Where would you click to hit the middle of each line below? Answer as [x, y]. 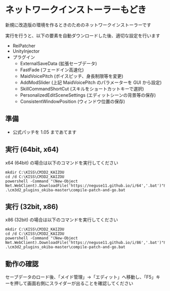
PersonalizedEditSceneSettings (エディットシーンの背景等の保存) [88, 95]
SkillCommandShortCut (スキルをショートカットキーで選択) [82, 89]
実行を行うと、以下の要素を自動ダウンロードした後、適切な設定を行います [83, 35]
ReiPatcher [24, 46]
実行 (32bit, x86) [32, 207]
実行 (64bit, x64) [32, 150]
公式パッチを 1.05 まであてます [45, 132]
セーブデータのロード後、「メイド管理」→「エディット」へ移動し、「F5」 [81, 277]
